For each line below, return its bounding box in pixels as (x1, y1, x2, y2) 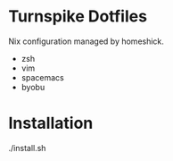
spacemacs (21, 72, 64, 82)
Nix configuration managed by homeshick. (8, 36, 164, 47)
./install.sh (8, 142, 46, 153)
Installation (8, 114, 94, 133)
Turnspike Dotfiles (8, 6, 148, 27)
